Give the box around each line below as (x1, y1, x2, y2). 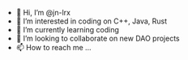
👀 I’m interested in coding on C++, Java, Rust (15, 16, 168, 26)
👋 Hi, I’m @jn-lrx (15, 8, 71, 17)
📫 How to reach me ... (15, 43, 92, 52)
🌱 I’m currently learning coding (15, 25, 120, 34)
